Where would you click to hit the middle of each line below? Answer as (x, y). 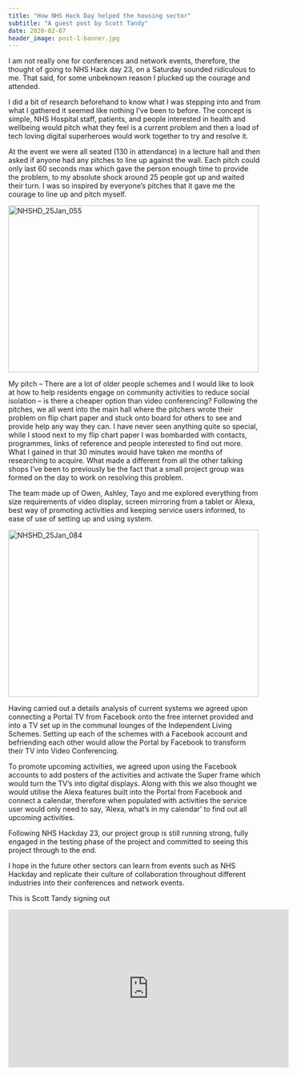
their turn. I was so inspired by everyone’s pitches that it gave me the (122, 186)
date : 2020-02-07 (37, 30)
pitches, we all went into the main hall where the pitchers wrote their (121, 409)
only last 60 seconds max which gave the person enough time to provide (128, 169)
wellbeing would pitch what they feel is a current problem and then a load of (134, 128)
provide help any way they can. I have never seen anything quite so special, (133, 427)
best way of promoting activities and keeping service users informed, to (127, 510)
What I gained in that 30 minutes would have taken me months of (116, 452)
